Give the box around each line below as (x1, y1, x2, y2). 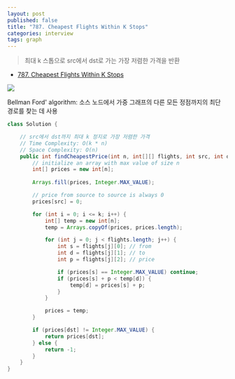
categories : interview (7, 29, 73, 37)
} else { (32, 339, 58, 347)
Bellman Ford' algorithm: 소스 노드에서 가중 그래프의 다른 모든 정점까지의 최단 (7, 98, 222, 106)
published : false (7, 17, 58, 24)
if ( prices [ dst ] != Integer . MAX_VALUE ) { (32, 326, 155, 333)
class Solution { (7, 120, 58, 128)
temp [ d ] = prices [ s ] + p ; (69, 282, 145, 289)
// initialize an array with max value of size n (32, 159, 180, 167)
